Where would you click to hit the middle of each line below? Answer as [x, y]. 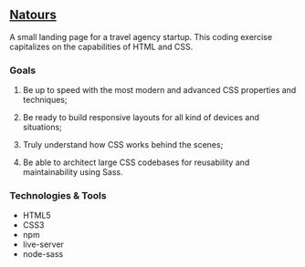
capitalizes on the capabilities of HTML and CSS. [101, 46]
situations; [42, 128]
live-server [43, 244]
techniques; [45, 100]
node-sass [43, 254]
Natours [33, 15]
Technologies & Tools [58, 196]
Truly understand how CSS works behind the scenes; [123, 145]
